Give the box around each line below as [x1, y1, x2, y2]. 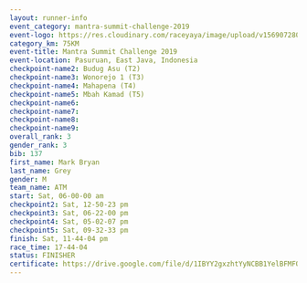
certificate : [9, 259, 59, 269]
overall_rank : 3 [9, 132, 71, 141]
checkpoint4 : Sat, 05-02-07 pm [9, 216, 129, 226]
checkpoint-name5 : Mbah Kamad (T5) [9, 89, 145, 99]
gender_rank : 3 [9, 141, 68, 150]
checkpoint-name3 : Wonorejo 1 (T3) [9, 73, 145, 82]
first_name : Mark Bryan [9, 157, 101, 167]
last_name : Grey [9, 166, 71, 175]
